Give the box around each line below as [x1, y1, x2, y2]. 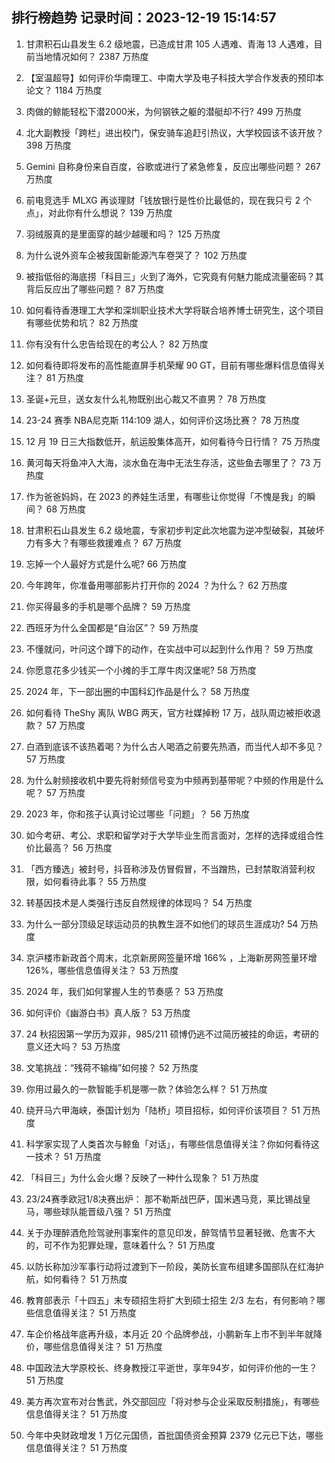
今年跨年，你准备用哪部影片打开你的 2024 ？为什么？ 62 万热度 [25, 579, 288, 591]
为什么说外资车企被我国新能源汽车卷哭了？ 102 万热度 [25, 249, 248, 261]
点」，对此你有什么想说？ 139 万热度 [25, 206, 173, 218]
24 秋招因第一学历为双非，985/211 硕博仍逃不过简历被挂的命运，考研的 [25, 1028, 319, 1040]
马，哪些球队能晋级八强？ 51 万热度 [25, 1205, 172, 1217]
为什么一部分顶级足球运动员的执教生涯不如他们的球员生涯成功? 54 [25, 918, 299, 930]
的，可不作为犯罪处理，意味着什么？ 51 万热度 [25, 1239, 216, 1251]
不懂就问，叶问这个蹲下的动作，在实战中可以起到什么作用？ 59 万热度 [25, 643, 314, 655]
